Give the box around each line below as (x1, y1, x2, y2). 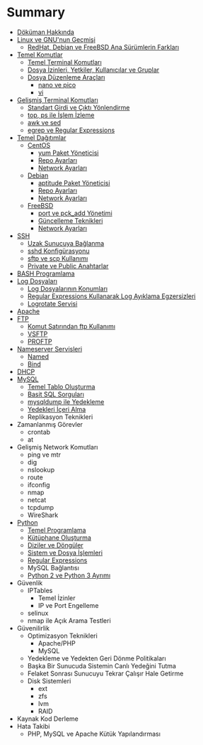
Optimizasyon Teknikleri (27, 631, 98, 640)
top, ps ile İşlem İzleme (27, 111, 95, 119)
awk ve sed (27, 118, 62, 126)
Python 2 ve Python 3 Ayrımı (27, 571, 111, 580)
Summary (6, 4, 65, 21)
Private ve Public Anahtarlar (27, 261, 109, 270)
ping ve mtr (27, 450, 62, 459)
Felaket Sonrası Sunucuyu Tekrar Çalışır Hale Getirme (27, 669, 184, 678)
